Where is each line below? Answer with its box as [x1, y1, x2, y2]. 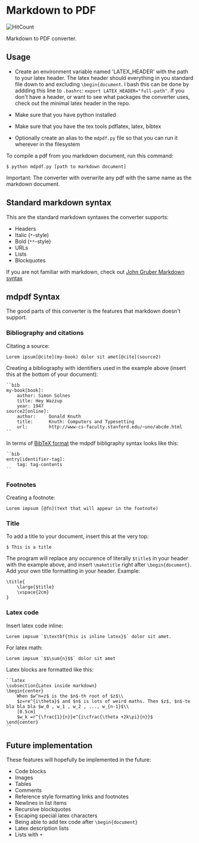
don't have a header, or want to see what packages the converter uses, [14, 93, 190, 100]
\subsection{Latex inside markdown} [6, 683, 97, 689]
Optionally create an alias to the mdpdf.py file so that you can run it [14, 134, 178, 141]
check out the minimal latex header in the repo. [14, 99, 131, 107]
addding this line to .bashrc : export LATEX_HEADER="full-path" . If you [14, 87, 185, 94]
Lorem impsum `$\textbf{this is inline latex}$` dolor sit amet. [6, 633, 172, 639]
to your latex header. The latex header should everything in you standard [14, 74, 194, 81]
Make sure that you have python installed [14, 111, 116, 118]
